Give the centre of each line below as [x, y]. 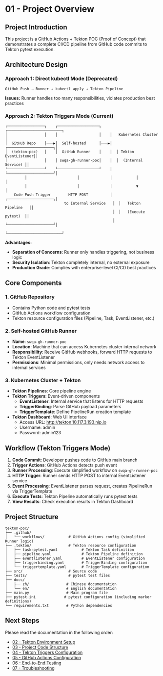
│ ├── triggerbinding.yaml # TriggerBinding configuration [76, 563]
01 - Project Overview [50, 9]
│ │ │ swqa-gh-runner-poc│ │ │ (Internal [74, 160]
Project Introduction [36, 27]
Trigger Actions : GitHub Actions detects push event [64, 465]
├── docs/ [15, 580]
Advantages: [19, 242]
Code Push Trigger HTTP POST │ [63, 195]
